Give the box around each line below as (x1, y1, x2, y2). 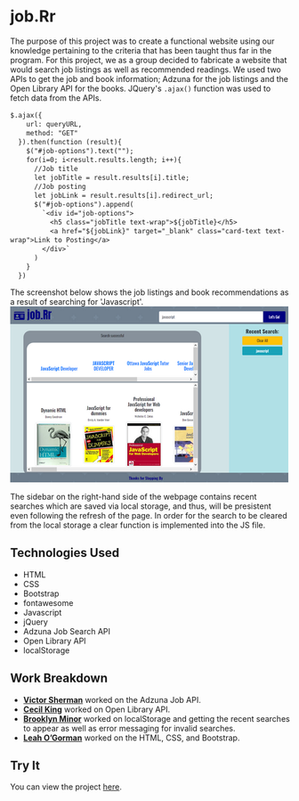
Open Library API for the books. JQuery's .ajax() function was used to (10, 83, 271, 94)
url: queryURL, (26, 119, 83, 128)
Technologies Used (10, 545, 119, 560)
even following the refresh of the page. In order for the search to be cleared (10, 510, 287, 520)
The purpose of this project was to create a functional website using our (10, 36, 275, 46)
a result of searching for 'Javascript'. (10, 296, 144, 307)
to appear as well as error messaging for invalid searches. (22, 723, 236, 733)
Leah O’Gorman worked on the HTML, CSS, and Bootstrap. (22, 732, 240, 743)
